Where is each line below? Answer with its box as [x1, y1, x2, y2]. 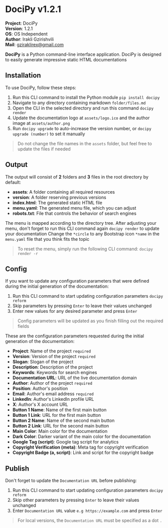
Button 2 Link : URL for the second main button [12, 423, 109, 429]
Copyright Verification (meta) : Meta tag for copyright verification [12, 444, 149, 451]
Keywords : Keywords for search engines [12, 370, 97, 376]
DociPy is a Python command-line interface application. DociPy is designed [5, 51, 161, 57]
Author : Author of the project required [12, 380, 93, 386]
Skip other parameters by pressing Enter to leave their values [12, 497, 139, 503]
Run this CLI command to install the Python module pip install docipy [12, 94, 160, 100]
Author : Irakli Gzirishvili [5, 36, 54, 42]
